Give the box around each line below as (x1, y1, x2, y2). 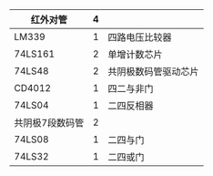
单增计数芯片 (107, 48, 163, 60)
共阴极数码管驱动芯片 (107, 66, 199, 78)
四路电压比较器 (107, 31, 172, 44)
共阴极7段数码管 (14, 117, 85, 129)
